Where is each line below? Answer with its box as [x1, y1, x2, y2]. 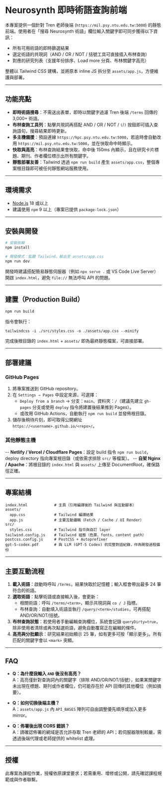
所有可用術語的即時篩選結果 [12, 45, 70, 51]
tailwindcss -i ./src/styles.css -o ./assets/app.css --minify [5, 328, 139, 333]
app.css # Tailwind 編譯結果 [9, 512, 93, 517]
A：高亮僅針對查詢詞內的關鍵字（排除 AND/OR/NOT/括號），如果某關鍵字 [12, 676, 162, 683]
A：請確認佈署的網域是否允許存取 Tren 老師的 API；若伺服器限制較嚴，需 [12, 729, 162, 735]
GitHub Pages [5, 373, 39, 380]
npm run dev [5, 259, 30, 264]
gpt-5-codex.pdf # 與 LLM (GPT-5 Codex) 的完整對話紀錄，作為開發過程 [5, 542, 157, 547]
